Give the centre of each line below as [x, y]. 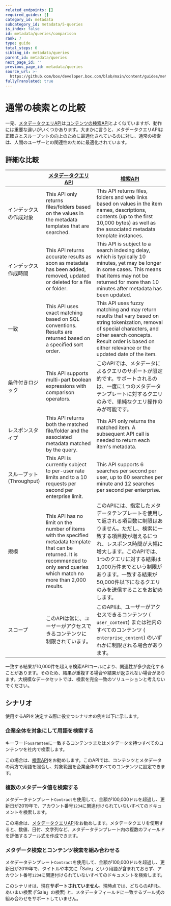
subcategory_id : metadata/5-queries [44, 24]
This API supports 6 [120, 464]
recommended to [66, 561]
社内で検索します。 [47, 749]
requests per [61, 484]
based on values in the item [129, 204]
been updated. [114, 295]
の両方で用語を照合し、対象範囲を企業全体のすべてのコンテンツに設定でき [83, 766]
